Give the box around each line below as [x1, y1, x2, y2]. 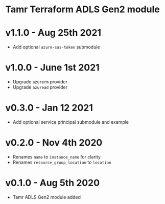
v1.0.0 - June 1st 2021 [5, 62, 100, 74]
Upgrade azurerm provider [12, 79, 68, 85]
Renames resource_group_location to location [12, 159, 111, 165]
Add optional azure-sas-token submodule [12, 44, 100, 50]
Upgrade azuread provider [12, 84, 68, 90]
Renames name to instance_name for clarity [12, 153, 101, 160]
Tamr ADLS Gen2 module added [12, 194, 81, 200]
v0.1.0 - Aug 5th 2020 [5, 177, 100, 189]
